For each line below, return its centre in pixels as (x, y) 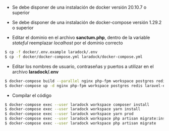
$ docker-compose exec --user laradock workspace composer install (77, 105)
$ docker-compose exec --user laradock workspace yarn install (73, 109)
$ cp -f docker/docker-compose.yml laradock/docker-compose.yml (74, 57)
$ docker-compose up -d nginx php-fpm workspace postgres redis (74, 86)
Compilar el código (32, 95)
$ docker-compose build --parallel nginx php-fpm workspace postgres (79, 81)
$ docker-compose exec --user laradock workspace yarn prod (69, 114)
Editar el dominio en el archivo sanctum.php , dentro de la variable (81, 38)
